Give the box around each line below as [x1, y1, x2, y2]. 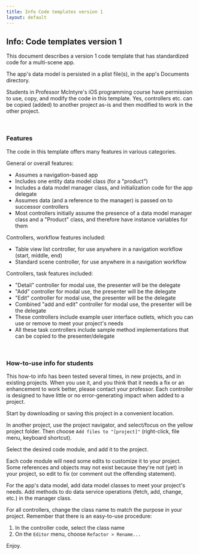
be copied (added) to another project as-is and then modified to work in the [6, 101, 193, 109]
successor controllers [14, 203, 69, 210]
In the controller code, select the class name [14, 524, 125, 531]
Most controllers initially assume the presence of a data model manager [14, 209, 192, 217]
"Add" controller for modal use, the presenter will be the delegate [14, 287, 176, 295]
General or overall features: [6, 160, 74, 167]
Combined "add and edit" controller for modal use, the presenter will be [14, 301, 192, 308]
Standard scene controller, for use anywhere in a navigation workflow [14, 258, 187, 265]
